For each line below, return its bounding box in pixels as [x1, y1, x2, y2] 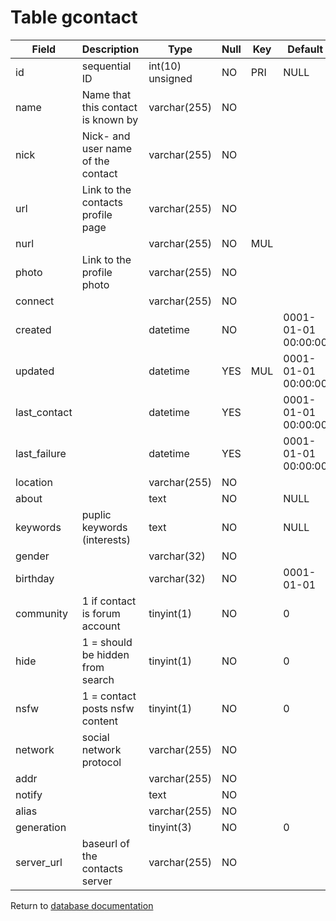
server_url [15, 855, 63, 869]
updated [15, 364, 55, 378]
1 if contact [81, 594, 137, 608]
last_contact [15, 405, 73, 419]
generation [15, 820, 67, 834]
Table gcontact [10, 6, 138, 29]
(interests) [81, 532, 131, 546]
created [15, 322, 52, 336]
